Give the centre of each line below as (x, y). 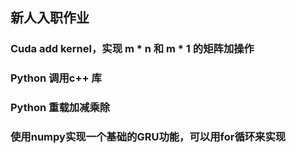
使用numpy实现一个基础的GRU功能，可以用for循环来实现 (148, 137)
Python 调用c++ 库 (56, 78)
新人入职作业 (50, 18)
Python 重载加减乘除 (60, 108)
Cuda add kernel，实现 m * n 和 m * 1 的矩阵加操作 (132, 49)
